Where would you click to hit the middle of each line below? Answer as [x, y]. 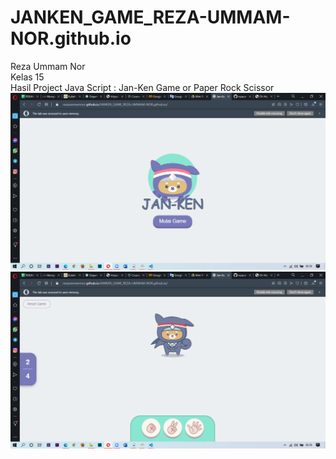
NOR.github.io [71, 38]
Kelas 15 [27, 77]
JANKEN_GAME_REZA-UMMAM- [150, 17]
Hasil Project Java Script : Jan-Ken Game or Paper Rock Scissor [142, 87]
